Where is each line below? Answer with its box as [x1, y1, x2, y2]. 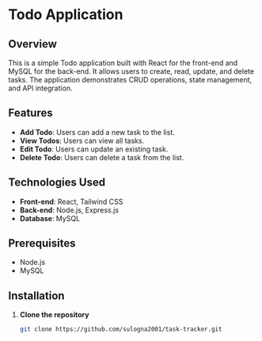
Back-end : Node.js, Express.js [19, 205, 120, 215]
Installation [8, 289, 65, 302]
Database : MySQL [19, 213, 81, 223]
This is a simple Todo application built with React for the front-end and [8, 58, 238, 67]
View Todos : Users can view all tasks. [19, 136, 145, 145]
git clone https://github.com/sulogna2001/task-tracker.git [19, 325, 222, 334]
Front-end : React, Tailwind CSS [19, 197, 123, 206]
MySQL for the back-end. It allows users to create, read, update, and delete [8, 67, 255, 76]
